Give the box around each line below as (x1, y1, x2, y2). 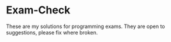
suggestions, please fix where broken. (6, 29, 98, 36)
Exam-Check (6, 3, 71, 17)
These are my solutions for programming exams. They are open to (6, 23, 165, 30)
